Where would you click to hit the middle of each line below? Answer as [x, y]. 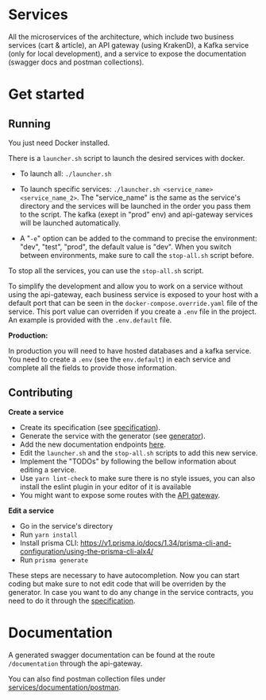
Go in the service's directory [66, 526]
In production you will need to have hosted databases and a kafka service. [130, 350]
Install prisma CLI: [49, 542]
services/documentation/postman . [65, 687]
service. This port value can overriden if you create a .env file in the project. [132, 311]
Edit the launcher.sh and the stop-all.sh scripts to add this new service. [139, 452]
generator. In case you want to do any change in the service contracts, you [131, 592]
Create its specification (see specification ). [90, 427]
